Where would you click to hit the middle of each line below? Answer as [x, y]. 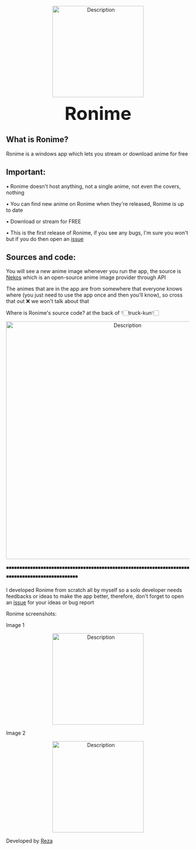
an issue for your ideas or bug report [50, 603]
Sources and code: [41, 257]
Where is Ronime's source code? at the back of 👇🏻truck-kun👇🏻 [83, 313]
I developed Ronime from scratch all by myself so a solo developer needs [94, 590]
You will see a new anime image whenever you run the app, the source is [94, 271]
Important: [26, 172]
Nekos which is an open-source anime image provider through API [86, 277]
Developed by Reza [29, 841]
